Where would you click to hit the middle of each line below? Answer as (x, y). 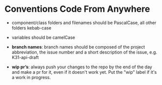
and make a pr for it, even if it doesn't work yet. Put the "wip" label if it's (84, 72)
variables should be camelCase (43, 37)
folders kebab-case (32, 28)
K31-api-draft (25, 57)
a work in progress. (31, 77)
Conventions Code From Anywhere (77, 9)
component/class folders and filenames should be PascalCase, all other (84, 23)
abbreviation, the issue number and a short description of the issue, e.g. (84, 52)
